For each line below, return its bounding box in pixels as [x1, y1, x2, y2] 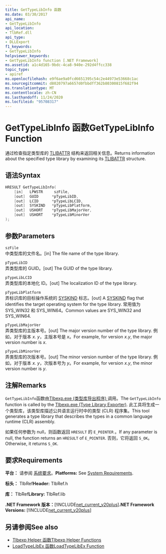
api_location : [5, 26, 35, 31]
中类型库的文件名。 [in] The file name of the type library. [5, 250, 119, 256]
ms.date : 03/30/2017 [5, 12, 48, 17]
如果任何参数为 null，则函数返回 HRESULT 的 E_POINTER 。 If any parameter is [5, 429, 158, 435]
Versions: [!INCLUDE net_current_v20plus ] [5, 507, 92, 513]
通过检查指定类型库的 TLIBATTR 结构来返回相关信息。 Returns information [5, 150, 155, 156]
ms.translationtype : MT [5, 85, 55, 91]
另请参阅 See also [5, 523, 58, 531]
